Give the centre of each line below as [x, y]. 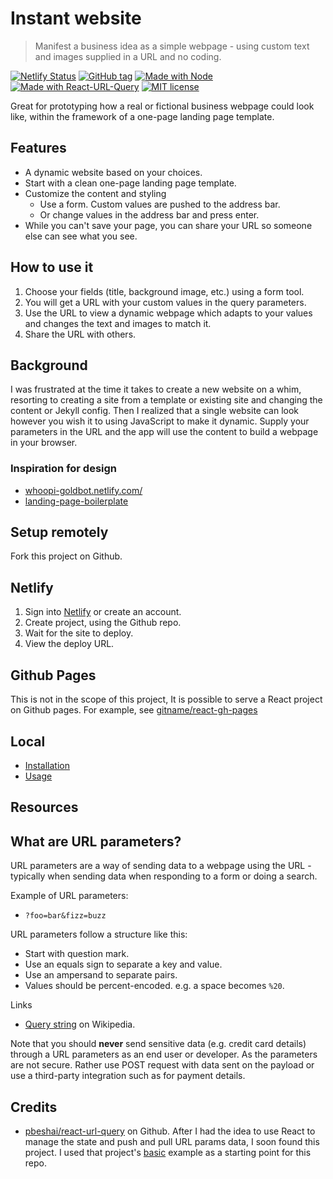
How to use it [52, 267]
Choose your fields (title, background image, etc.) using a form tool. [164, 291]
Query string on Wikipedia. [80, 1024]
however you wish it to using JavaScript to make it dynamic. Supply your [160, 421]
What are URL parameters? [96, 841]
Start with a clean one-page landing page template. [130, 183]
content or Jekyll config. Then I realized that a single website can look [155, 411]
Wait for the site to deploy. [79, 633]
